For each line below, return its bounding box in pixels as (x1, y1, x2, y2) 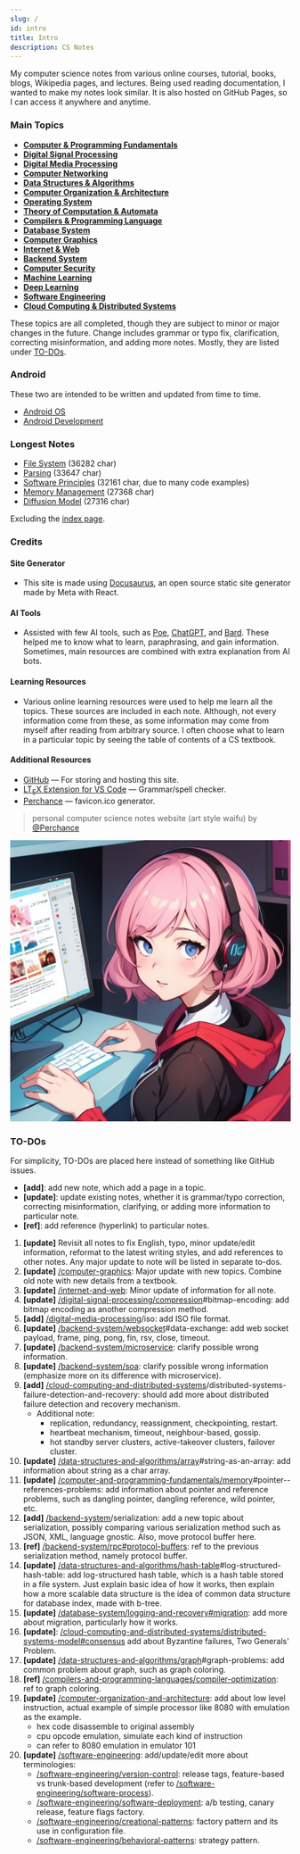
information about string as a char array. (22, 1465, 171, 1476)
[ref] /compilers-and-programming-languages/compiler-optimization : (22, 1674, 279, 1684)
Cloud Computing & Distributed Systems (22, 300, 176, 312)
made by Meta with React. (22, 587, 119, 598)
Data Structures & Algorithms (22, 177, 134, 187)
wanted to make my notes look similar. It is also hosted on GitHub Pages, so (10, 87, 288, 98)
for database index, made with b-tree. (22, 1598, 163, 1609)
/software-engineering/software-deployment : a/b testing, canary (36, 1797, 275, 1808)
